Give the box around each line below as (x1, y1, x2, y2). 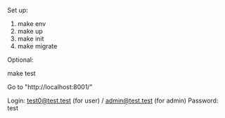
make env (17, 20, 46, 27)
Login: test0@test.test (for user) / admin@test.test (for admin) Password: (7, 96, 219, 105)
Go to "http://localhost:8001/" (7, 83, 93, 91)
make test (7, 70, 37, 77)
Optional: (7, 55, 34, 64)
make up (17, 27, 44, 35)
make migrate (17, 42, 58, 50)
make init (17, 34, 44, 43)
